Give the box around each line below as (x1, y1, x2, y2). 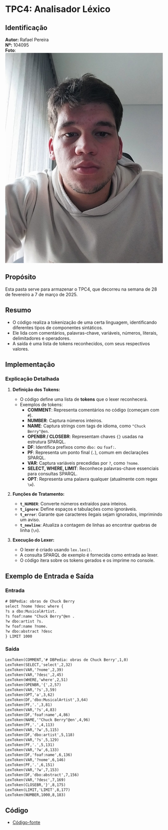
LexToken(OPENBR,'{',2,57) (5, 682, 61, 687)
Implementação (5, 360, 55, 369)
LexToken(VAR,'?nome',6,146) (5, 757, 66, 762)
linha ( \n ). (19, 527, 40, 533)
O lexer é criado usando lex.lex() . (19, 547, 92, 553)
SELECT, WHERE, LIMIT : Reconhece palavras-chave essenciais (27, 465, 159, 471)
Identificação (5, 24, 47, 32)
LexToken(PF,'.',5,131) (5, 742, 55, 747)
